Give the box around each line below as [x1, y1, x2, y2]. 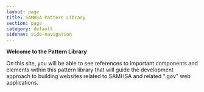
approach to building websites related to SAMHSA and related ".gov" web [6, 73, 191, 80]
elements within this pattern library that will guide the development [6, 66, 174, 73]
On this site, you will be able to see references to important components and [6, 60, 198, 67]
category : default [6, 25, 53, 32]
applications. [6, 79, 38, 87]
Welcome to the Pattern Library [6, 48, 87, 55]
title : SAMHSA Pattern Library [6, 15, 86, 21]
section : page [6, 20, 43, 26]
